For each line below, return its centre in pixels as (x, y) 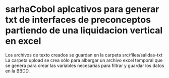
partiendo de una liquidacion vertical (84, 30)
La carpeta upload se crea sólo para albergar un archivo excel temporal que (84, 60)
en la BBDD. (18, 70)
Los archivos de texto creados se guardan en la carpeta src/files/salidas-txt (84, 55)
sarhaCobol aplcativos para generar (82, 9)
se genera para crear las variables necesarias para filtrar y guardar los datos (85, 65)
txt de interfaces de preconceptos (78, 20)
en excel (23, 41)
